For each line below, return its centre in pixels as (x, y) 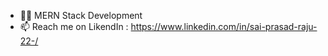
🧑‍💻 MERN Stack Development (81, 15)
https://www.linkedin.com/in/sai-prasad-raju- (224, 26)
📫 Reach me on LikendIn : (74, 26)
